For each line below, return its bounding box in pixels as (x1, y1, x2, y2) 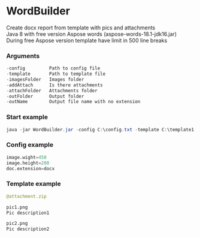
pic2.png (6, 221, 28, 227)
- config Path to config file (6, 65, 101, 71)
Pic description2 (6, 226, 50, 232)
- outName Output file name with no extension (6, 99, 141, 105)
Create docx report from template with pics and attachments (6, 24, 156, 31)
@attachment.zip (6, 193, 47, 199)
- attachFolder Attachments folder (6, 88, 98, 94)
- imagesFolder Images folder (6, 76, 84, 82)
